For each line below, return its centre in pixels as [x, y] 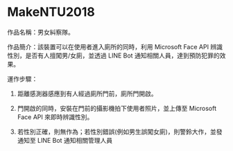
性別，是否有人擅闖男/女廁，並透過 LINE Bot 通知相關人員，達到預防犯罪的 [113, 55]
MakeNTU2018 [51, 12]
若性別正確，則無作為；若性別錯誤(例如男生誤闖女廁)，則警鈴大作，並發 [120, 132]
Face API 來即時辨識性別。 [55, 117]
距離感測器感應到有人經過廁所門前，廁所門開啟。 [87, 94]
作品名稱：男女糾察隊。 [41, 32]
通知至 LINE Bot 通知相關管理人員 [65, 140]
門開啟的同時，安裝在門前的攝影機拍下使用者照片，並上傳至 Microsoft [117, 108]
